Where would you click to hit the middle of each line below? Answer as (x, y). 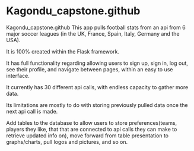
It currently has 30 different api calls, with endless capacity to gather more (97, 87)
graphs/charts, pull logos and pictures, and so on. (67, 141)
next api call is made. (32, 111)
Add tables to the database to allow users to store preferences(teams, (92, 122)
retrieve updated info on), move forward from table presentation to (88, 136)
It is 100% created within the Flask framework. (63, 51)
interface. (18, 75)
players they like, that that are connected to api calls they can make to (92, 129)
